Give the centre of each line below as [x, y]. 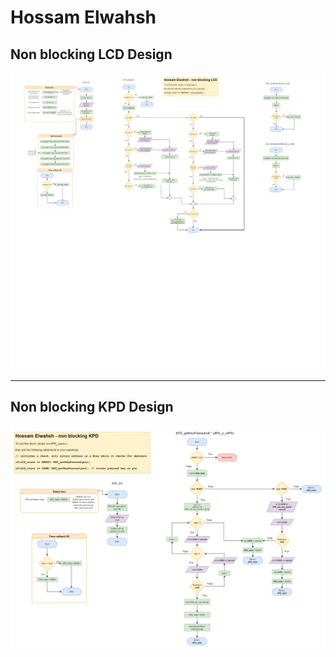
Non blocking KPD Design [92, 407]
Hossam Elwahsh [83, 17]
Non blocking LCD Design [91, 54]
